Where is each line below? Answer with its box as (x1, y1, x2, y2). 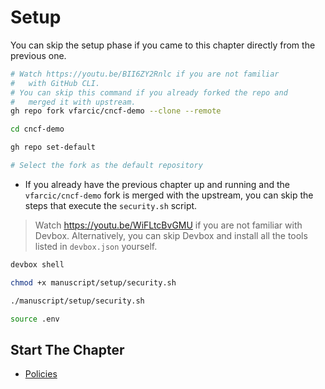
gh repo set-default (10, 142, 97, 153)
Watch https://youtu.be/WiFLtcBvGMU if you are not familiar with (34, 219, 303, 231)
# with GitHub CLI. (10, 78, 101, 88)
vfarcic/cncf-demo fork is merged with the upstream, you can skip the (24, 189, 314, 201)
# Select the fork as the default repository (10, 161, 203, 171)
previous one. (10, 49, 67, 61)
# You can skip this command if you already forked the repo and (10, 87, 288, 98)
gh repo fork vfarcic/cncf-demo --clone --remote (10, 106, 222, 116)
